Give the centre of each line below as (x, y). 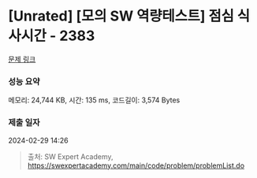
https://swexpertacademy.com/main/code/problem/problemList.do (136, 165)
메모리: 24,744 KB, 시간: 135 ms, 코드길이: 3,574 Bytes (94, 100)
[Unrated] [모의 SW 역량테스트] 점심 (121, 16)
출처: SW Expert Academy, (70, 156)
